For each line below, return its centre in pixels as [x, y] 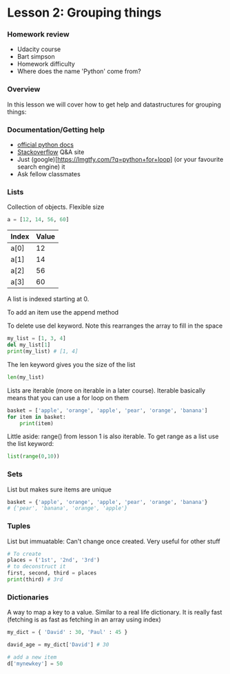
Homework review [39, 35]
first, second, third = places [52, 573]
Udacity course [39, 49]
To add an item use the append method [63, 312]
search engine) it [41, 167]
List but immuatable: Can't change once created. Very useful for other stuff [114, 541]
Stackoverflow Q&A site [51, 152]
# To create [24, 554]
